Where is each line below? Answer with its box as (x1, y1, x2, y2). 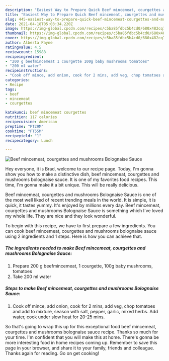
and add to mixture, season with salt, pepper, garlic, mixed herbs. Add (12, 309, 158, 315)
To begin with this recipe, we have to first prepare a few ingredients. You (5, 223, 156, 229)
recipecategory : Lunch (5, 138, 53, 143)
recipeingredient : (5, 54, 44, 59)
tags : (5, 86, 17, 92)
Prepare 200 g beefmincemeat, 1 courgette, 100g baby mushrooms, (12, 263, 153, 269)
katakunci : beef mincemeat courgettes (5, 110, 87, 115)
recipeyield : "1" (5, 133, 42, 138)
